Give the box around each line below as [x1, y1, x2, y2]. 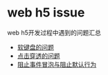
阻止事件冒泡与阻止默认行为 [17, 60, 97, 68]
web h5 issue [7, 5, 85, 21]
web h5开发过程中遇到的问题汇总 [7, 28, 102, 36]
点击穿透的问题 [17, 52, 60, 60]
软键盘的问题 [17, 43, 54, 51]
